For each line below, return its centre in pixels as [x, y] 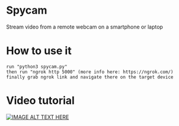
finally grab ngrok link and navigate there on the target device [90, 77]
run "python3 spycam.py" [37, 67]
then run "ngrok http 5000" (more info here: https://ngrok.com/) [90, 72]
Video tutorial [41, 101]
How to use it [39, 51]
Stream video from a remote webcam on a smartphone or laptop [84, 27]
